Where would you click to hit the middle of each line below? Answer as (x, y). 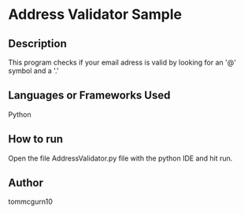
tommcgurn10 (30, 201)
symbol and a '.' (33, 71)
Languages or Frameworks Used (89, 96)
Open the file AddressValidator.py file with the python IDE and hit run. (120, 158)
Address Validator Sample (95, 15)
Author (26, 183)
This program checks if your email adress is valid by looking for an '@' (122, 62)
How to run (36, 139)
